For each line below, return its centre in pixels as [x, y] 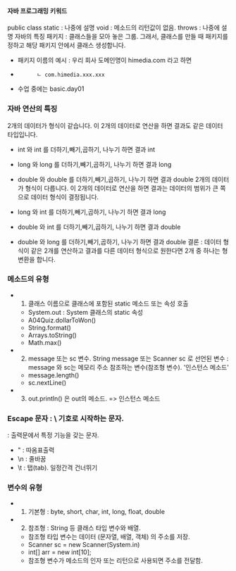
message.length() [54, 375]
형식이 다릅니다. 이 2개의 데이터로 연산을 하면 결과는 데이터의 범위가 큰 [122, 188]
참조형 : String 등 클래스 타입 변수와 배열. [84, 528]
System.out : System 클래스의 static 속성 [85, 312]
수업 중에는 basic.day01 [51, 89]
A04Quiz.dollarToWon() [62, 320]
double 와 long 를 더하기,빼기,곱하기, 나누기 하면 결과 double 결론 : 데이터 [119, 241]
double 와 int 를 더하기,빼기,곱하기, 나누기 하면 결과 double [99, 227]
